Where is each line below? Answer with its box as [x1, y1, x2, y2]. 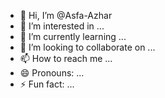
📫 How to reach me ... [19, 53, 113, 64]
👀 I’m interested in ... [19, 20, 105, 32]
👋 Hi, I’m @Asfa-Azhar [19, 10, 113, 21]
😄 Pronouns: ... [19, 67, 85, 79]
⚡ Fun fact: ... [19, 78, 75, 90]
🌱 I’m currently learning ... [19, 31, 127, 42]
